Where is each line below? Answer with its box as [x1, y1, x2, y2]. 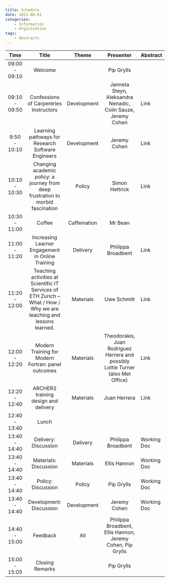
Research [33, 139, 56, 147]
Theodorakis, [104, 332, 136, 339]
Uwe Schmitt [104, 296, 135, 303]
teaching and [29, 311, 61, 318]
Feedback [32, 531, 57, 539]
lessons [35, 318, 54, 325]
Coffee [36, 219, 53, 226]
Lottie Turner [104, 364, 135, 371]
